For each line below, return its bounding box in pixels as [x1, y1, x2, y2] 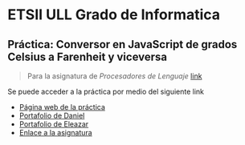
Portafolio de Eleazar [18, 119, 89, 129]
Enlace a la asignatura [18, 128, 93, 137]
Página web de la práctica [18, 103, 106, 111]
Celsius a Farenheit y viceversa [7, 50, 168, 63]
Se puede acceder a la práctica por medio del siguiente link [7, 87, 205, 96]
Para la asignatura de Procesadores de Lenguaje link [27, 71, 202, 81]
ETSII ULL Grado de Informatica [7, 6, 220, 24]
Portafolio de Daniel [18, 111, 85, 120]
